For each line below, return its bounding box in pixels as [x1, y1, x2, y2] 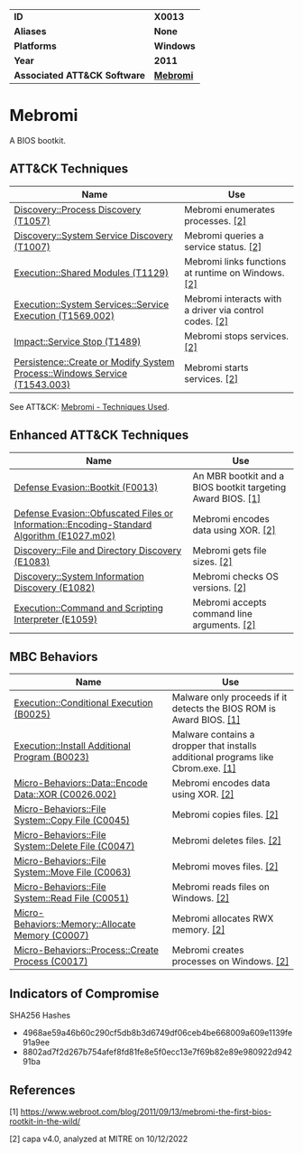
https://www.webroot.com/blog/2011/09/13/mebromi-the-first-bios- [20, 1106, 272, 1117]
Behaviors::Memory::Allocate [14, 918, 136, 931]
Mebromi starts [184, 361, 249, 374]
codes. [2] [184, 315, 229, 328]
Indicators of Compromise [9, 986, 160, 1001]
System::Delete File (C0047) [14, 840, 135, 852]
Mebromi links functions [184, 255, 287, 267]
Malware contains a [171, 729, 255, 741]
